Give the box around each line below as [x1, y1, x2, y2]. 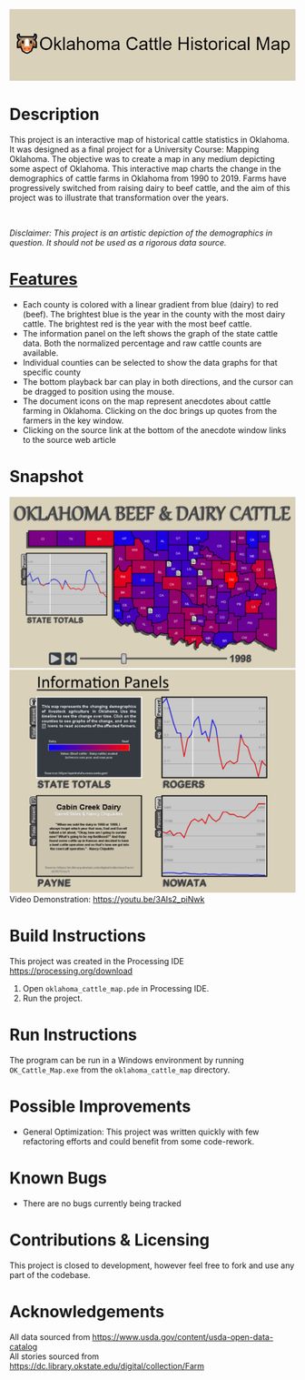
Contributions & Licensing [9, 1230, 211, 1251]
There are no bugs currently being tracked [22, 1198, 182, 1209]
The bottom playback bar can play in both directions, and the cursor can [22, 376, 293, 387]
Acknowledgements [9, 1302, 165, 1323]
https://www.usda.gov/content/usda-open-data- [92, 1331, 274, 1342]
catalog [9, 1341, 38, 1352]
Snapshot [9, 467, 84, 487]
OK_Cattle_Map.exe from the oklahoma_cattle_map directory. [9, 1064, 231, 1075]
